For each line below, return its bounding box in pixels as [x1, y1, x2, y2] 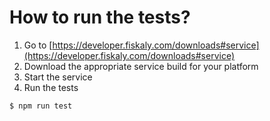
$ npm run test [9, 101, 73, 111]
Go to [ [23, 39, 53, 51]
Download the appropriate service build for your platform [23, 60, 259, 72]
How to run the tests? [9, 6, 191, 29]
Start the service [23, 71, 93, 83]
